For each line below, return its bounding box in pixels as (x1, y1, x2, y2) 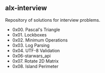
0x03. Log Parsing (12, 42, 50, 48)
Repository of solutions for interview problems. (5, 17, 101, 23)
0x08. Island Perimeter (12, 63, 59, 69)
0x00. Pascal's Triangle (12, 27, 60, 33)
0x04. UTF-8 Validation (12, 47, 60, 53)
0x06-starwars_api (12, 53, 51, 59)
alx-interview (5, 4, 47, 12)
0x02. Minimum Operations (12, 37, 68, 43)
